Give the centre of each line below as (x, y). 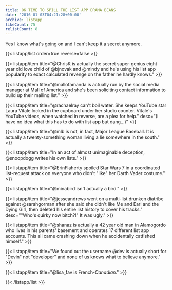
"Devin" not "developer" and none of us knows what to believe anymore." (83, 257)
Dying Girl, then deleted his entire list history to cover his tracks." (74, 210)
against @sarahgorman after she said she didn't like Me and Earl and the (82, 204)
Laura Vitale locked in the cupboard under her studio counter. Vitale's (79, 111)
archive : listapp (24, 20)
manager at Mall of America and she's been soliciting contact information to (85, 90)
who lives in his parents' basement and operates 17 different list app (77, 230)
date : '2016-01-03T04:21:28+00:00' (43, 15)
